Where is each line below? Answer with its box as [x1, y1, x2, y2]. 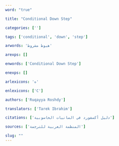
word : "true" [5, 7, 32, 12]
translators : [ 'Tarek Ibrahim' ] [5, 106, 72, 111]
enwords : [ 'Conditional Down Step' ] [5, 61, 81, 66]
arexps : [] [5, 52, 28, 57]
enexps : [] [5, 70, 28, 75]
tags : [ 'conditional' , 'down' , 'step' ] [5, 34, 88, 39]
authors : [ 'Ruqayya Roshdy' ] [5, 97, 66, 102]
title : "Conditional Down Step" [5, 16, 72, 21]
